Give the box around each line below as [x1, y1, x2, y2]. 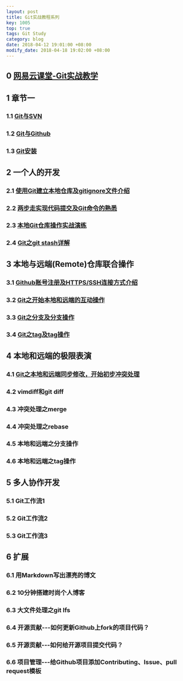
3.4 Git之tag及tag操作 [6, 330, 70, 339]
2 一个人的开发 [6, 167, 61, 177]
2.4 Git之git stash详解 [6, 239, 70, 247]
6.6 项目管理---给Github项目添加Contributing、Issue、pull [6, 658, 177, 666]
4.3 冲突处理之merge [6, 405, 67, 413]
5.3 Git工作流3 [6, 531, 48, 540]
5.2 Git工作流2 [6, 514, 48, 522]
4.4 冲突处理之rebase [6, 423, 69, 431]
